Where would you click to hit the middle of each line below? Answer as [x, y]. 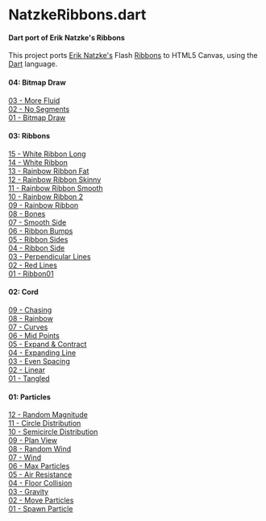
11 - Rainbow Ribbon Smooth [56, 188]
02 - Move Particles [41, 500]
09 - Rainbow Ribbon [44, 205]
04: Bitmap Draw [37, 82]
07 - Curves [28, 327]
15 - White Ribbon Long [47, 154]
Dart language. [33, 64]
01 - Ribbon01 [31, 273]
